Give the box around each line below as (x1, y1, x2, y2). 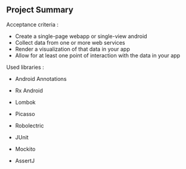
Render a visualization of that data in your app (15, 45, 130, 53)
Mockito (15, 145, 36, 153)
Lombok (15, 98, 36, 106)
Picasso (15, 110, 35, 117)
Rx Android (15, 87, 44, 94)
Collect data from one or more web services (15, 39, 125, 46)
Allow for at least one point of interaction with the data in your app (15, 51, 181, 59)
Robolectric (15, 122, 44, 129)
